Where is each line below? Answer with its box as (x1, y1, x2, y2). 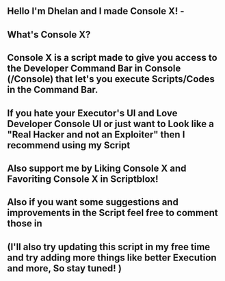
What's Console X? (7, 29, 91, 40)
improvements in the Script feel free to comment (7, 207, 218, 219)
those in (7, 218, 42, 230)
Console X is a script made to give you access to (7, 52, 217, 64)
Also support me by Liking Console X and (7, 162, 187, 174)
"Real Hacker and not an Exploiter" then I (7, 129, 185, 140)
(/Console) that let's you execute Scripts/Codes (7, 73, 215, 85)
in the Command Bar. (7, 84, 98, 96)
